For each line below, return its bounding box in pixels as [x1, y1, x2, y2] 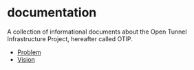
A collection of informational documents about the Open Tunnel [7, 27, 187, 36]
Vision [17, 55, 36, 63]
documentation [7, 5, 97, 21]
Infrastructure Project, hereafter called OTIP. [7, 34, 133, 43]
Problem [17, 48, 41, 56]
